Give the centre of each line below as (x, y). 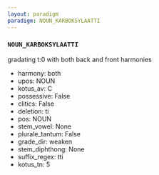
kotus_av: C (35, 88)
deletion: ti (33, 111)
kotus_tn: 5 (34, 164)
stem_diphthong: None (51, 149)
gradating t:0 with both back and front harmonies (79, 59)
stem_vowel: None (45, 126)
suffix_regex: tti (40, 156)
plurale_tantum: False (49, 134)
